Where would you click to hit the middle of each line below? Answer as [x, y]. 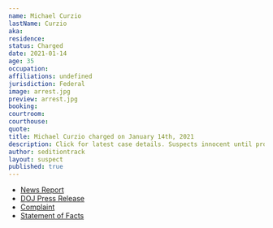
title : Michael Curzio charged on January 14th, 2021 [102, 136]
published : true [36, 167]
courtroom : [27, 114]
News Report [42, 190]
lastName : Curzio [38, 24]
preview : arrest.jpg [43, 99]
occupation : [28, 69]
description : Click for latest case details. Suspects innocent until [130, 144]
